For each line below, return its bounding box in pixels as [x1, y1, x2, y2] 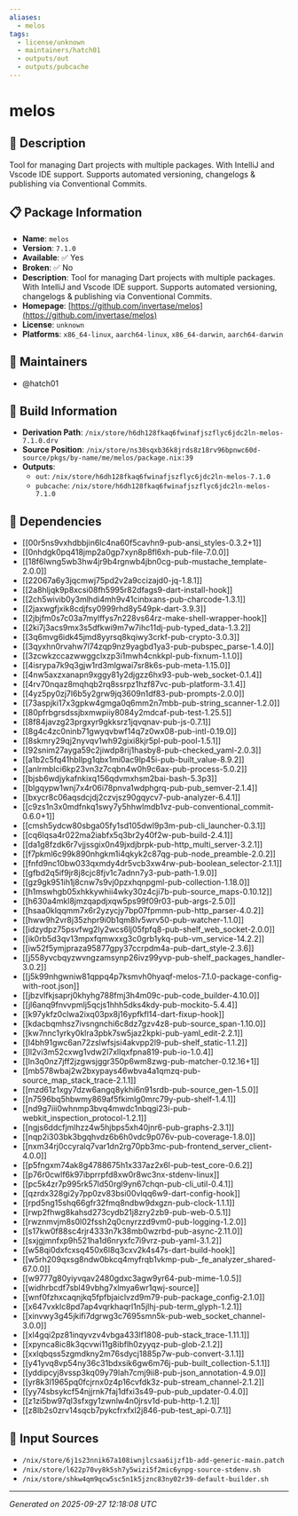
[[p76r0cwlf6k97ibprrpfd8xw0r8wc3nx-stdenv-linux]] [21, 1169, 220, 1180]
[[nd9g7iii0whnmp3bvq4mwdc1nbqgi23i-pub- [21, 1103, 192, 1114]
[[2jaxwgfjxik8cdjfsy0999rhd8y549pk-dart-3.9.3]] [21, 604, 207, 614]
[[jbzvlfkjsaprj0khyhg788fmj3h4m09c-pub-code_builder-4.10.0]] [21, 991, 260, 1001]
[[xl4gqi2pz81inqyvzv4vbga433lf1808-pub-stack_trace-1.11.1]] [21, 1330, 250, 1340]
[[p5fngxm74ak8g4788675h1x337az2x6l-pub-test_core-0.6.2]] [21, 1160, 253, 1171]
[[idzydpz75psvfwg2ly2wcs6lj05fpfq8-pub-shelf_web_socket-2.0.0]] [21, 924, 275, 935]
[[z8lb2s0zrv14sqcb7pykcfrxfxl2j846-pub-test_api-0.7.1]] [21, 1405, 232, 1416]
